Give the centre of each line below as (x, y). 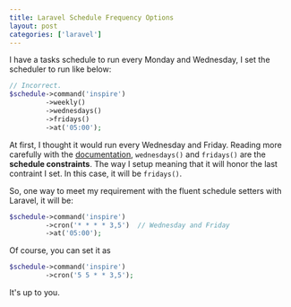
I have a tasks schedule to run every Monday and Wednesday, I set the (140, 60)
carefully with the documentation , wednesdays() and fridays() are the (137, 154)
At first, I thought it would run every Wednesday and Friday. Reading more (145, 145)
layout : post (34, 26)
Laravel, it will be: (42, 200)
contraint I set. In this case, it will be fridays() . (96, 173)
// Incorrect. (36, 86)
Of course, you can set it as (60, 250)
